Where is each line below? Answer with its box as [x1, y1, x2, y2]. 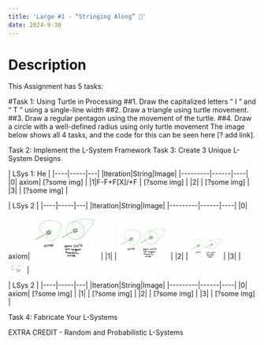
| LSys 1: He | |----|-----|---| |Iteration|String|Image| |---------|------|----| [8, 169, 248, 178]
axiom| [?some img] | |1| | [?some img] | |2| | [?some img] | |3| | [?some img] [8, 289, 256, 299]
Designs [34, 154, 61, 163]
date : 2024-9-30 [8, 20, 61, 29]
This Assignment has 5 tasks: [8, 82, 104, 91]
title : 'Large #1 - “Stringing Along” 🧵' [8, 13, 147, 20]
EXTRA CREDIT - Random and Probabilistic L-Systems [8, 328, 184, 337]
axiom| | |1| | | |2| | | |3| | [8, 251, 241, 261]
